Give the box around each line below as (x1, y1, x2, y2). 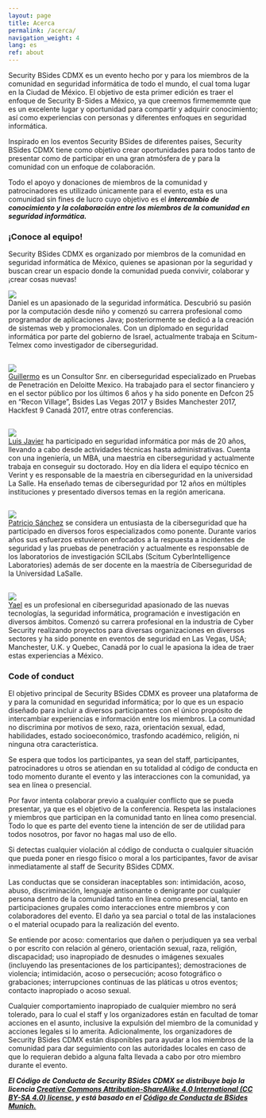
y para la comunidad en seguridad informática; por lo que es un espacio (8, 698, 245, 707)
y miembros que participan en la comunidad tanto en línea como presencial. (8, 813, 256, 823)
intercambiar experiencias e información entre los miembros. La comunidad (8, 714, 256, 724)
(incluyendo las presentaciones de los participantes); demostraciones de (8, 960, 247, 970)
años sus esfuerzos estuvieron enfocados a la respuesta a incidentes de (8, 535, 245, 545)
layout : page (8, 11, 52, 20)
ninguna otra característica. (8, 740, 98, 749)
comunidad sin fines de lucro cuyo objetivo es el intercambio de (8, 194, 220, 204)
